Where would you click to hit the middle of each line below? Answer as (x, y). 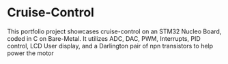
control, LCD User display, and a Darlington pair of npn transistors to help (110, 46)
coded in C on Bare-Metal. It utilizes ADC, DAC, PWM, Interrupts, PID (104, 38)
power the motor (31, 53)
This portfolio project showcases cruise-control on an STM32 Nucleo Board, (114, 31)
